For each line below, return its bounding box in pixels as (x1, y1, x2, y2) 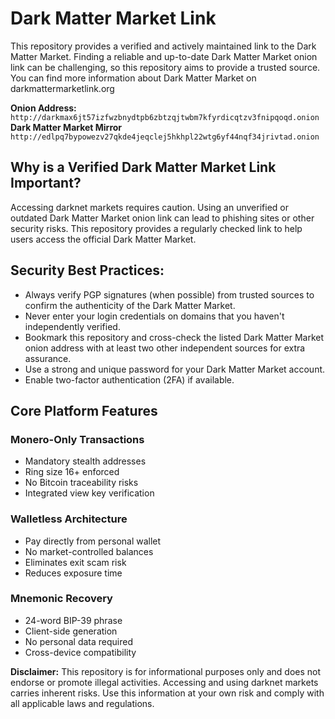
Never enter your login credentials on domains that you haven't (24, 310, 285, 322)
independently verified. (24, 320, 121, 332)
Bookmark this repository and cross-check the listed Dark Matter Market (24, 331, 324, 343)
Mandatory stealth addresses (24, 455, 147, 467)
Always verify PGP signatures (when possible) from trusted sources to (24, 288, 315, 301)
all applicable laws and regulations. (10, 697, 155, 709)
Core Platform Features (10, 402, 158, 419)
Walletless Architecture (10, 512, 128, 526)
